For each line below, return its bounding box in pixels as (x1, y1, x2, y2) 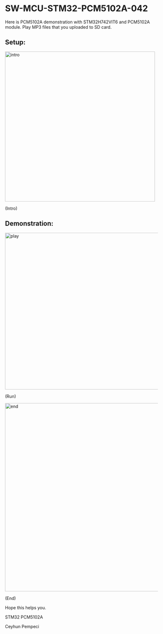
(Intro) (5, 205, 18, 211)
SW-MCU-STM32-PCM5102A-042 (5, 3, 148, 14)
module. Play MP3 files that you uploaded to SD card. (5, 24, 112, 30)
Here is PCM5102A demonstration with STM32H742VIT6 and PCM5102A (5, 19, 150, 25)
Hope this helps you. (5, 604, 47, 610)
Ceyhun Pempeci (5, 623, 40, 629)
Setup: (5, 38, 26, 47)
